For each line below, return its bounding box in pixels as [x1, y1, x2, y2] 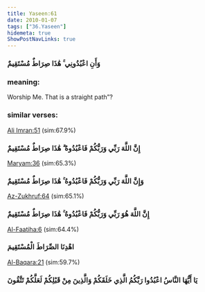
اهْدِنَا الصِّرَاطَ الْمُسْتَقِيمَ [7, 242, 75, 252]
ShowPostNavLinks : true [7, 36, 76, 43]
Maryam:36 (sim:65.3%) [7, 158, 77, 167]
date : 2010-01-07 [7, 17, 57, 24]
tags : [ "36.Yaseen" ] [7, 23, 67, 30]
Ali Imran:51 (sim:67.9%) [7, 126, 76, 134]
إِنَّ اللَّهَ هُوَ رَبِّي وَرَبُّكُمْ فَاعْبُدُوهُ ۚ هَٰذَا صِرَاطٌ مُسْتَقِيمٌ [7, 209, 150, 219]
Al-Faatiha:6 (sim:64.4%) [7, 225, 80, 233]
